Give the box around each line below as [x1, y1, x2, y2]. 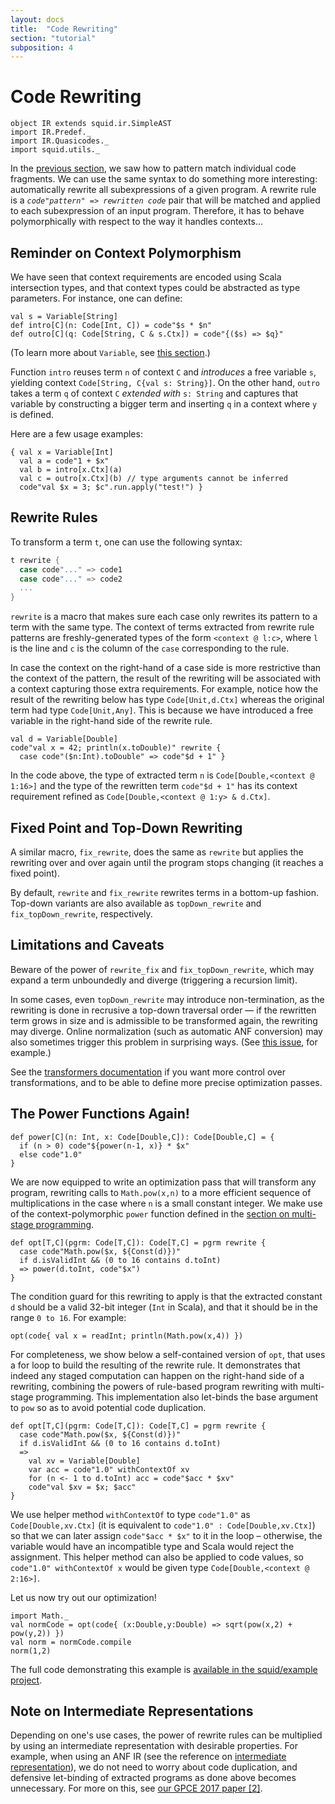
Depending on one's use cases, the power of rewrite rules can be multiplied [10, 1729, 323, 1741]
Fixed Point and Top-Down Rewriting [10, 819, 243, 836]
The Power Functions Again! [10, 1106, 190, 1123]
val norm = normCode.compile [10, 1637, 132, 1647]
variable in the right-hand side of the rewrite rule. [10, 715, 213, 727]
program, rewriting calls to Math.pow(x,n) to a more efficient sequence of [10, 1186, 312, 1198]
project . [10, 1674, 43, 1686]
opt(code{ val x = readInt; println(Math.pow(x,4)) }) [10, 1331, 244, 1341]
